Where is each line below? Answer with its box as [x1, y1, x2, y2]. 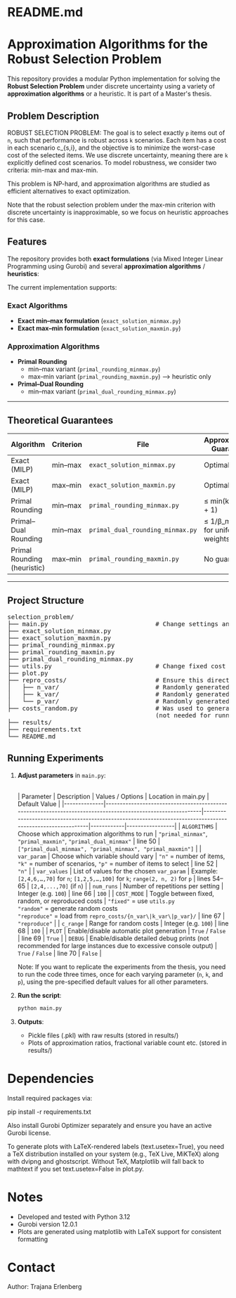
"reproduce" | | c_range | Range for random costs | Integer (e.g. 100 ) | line [17, 919, 229, 928]
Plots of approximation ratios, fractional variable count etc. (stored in [27, 1038, 227, 1047]
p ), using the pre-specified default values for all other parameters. [17, 978, 209, 986]
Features [7, 236, 47, 248]
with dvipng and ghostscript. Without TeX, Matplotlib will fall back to [7, 1157, 204, 1165]
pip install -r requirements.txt [7, 1108, 91, 1116]
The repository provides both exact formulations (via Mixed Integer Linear [7, 254, 223, 263]
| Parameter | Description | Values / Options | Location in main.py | [17, 792, 209, 800]
